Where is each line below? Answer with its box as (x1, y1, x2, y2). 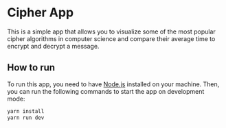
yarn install (7, 107, 45, 114)
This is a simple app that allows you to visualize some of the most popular (7, 27, 216, 36)
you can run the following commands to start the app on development (7, 87, 205, 95)
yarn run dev (7, 114, 45, 121)
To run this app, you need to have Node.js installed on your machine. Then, (7, 80, 220, 88)
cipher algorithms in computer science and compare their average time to (7, 34, 216, 42)
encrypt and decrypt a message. (7, 42, 100, 50)
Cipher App (7, 5, 74, 21)
